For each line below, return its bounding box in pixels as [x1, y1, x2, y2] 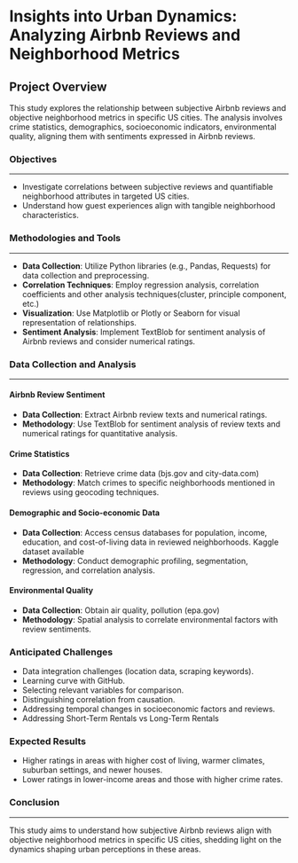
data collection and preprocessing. [21, 270, 150, 280]
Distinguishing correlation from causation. [21, 694, 176, 704]
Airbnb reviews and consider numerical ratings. [21, 335, 196, 347]
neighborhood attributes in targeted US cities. [21, 191, 190, 201]
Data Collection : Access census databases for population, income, [21, 527, 268, 537]
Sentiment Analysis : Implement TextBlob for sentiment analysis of [21, 326, 266, 337]
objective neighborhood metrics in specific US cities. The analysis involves [9, 113, 283, 122]
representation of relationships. [21, 317, 137, 327]
